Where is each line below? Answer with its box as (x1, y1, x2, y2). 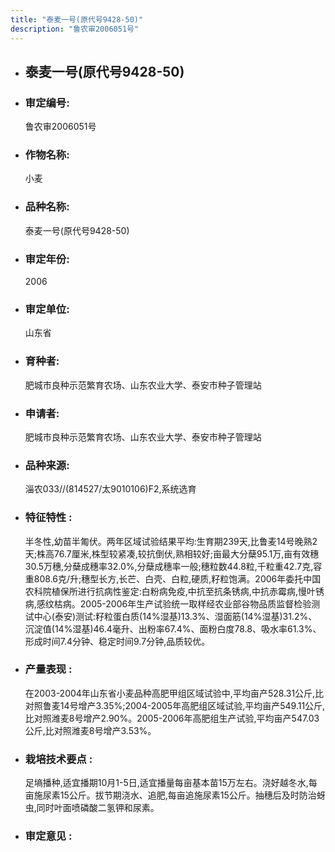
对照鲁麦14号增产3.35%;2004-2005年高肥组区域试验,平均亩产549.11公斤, (24, 699, 326, 711)
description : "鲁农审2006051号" (10, 24, 140, 34)
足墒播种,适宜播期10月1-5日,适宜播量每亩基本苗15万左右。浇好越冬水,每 (24, 777, 318, 789)
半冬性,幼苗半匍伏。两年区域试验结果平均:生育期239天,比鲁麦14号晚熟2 (24, 535, 318, 547)
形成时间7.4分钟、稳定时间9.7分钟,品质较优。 (24, 635, 211, 647)
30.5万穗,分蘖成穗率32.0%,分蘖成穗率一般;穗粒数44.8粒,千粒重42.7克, (24, 560, 314, 572)
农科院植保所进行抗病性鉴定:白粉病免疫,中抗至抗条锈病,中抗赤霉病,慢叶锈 (24, 585, 325, 597)
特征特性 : (24, 511, 73, 525)
